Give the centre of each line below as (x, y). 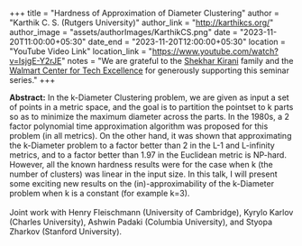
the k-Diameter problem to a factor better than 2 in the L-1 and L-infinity (142, 145)
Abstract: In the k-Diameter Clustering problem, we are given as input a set (150, 97)
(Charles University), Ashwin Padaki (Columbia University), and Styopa (141, 222)
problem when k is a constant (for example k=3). (100, 193)
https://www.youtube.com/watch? (215, 51)
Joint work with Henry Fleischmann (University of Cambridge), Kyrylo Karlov (151, 212)
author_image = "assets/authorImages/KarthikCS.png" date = (124, 32)
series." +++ (32, 80)
